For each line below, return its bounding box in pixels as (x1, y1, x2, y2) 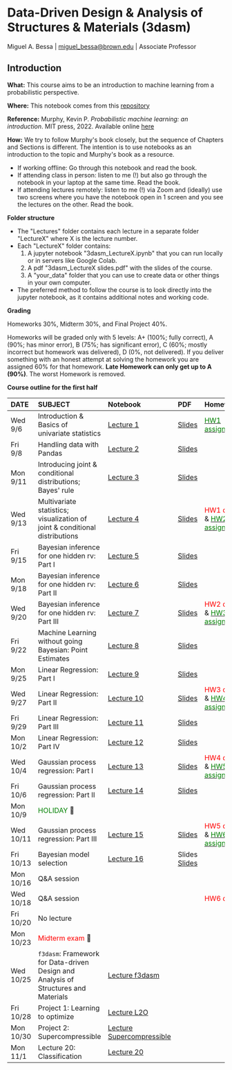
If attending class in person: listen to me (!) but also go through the (17, 171, 207, 179)
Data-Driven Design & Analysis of (7, 5, 204, 21)
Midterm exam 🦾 (37, 933, 92, 943)
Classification (37, 1051, 82, 1061)
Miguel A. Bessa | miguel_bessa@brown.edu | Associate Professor (7, 42, 197, 50)
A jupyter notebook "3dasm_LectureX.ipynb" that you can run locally (27, 249, 223, 257)
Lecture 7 (108, 607, 139, 617)
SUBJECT (37, 399, 70, 409)
